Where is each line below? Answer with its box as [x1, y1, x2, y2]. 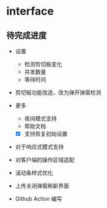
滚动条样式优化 [15, 169, 53, 177]
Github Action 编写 [15, 195, 62, 202]
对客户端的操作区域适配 [15, 156, 75, 163]
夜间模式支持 [24, 115, 57, 122]
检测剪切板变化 [24, 61, 62, 68]
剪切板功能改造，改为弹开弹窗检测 [15, 89, 101, 96]
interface [6, 4, 54, 18]
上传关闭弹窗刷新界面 [15, 182, 69, 190]
